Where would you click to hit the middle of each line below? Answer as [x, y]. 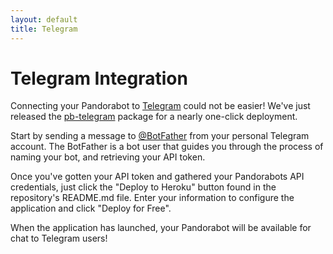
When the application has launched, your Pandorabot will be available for [161, 228]
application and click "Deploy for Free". [91, 208]
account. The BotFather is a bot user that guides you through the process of [167, 147]
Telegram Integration [99, 78]
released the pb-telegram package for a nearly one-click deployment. [154, 117]
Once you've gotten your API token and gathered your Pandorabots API [157, 177]
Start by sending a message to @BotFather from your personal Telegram [160, 136]
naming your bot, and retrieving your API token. [108, 157]
